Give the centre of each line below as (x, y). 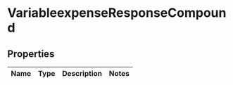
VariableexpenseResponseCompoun (117, 13)
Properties (31, 54)
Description (82, 73)
